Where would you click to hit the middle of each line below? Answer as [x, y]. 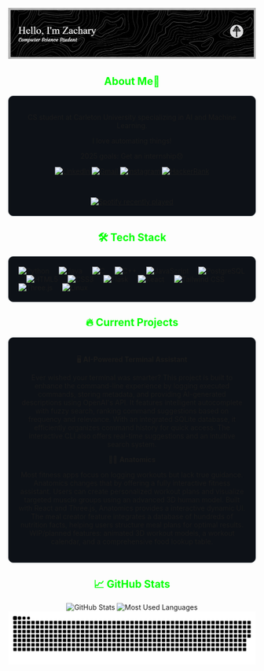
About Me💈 [132, 81]
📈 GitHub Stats [132, 584]
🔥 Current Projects [132, 323]
